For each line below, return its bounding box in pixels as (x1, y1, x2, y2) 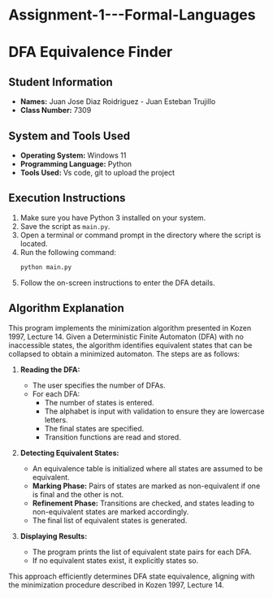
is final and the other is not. (32, 489, 124, 499)
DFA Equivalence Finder (8, 43, 173, 62)
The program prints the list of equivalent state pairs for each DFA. (32, 547, 252, 557)
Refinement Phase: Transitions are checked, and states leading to (32, 498, 255, 508)
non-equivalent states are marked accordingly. (32, 506, 189, 517)
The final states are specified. (44, 423, 145, 433)
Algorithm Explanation (8, 301, 124, 315)
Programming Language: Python (19, 159, 132, 168)
